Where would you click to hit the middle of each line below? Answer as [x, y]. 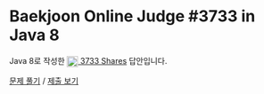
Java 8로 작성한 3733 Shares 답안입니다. [88, 60]
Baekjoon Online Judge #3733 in [132, 16]
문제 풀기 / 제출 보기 [44, 81]
